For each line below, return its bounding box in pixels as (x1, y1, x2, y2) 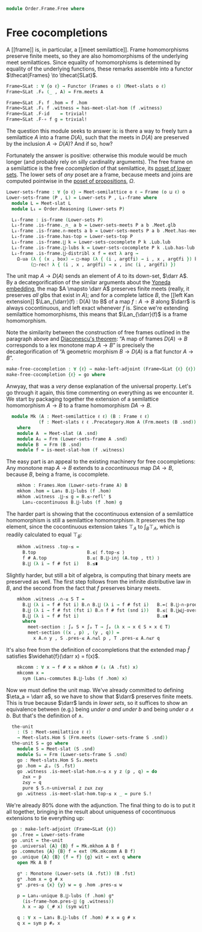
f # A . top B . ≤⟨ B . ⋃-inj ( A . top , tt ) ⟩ (22, 555, 161, 561)
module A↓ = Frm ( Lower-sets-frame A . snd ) (17, 436, 128, 442)
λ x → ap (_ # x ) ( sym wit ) (22, 904, 90, 910)
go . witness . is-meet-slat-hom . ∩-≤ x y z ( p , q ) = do (17, 768, 158, 774)
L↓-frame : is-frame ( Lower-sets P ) (11, 217, 103, 223)
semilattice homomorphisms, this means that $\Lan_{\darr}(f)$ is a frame (6, 311, 188, 318)
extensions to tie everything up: (6, 814, 85, 822)
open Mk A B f (17, 860, 52, 866)
